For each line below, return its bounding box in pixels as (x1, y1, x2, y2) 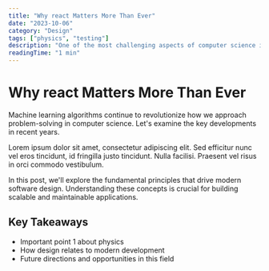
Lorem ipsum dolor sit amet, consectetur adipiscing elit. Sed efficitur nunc (8, 142, 252, 152)
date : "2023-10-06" (8, 19, 74, 27)
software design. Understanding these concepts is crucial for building (8, 184, 239, 193)
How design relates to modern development (19, 245, 166, 255)
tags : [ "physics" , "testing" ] (8, 34, 110, 42)
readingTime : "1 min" (8, 49, 81, 57)
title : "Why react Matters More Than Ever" (8, 11, 156, 20)
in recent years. (8, 127, 60, 136)
